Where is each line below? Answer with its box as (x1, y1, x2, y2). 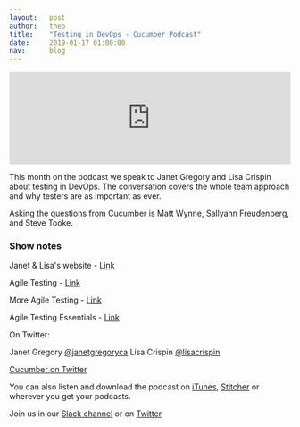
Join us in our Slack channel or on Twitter (9, 408, 162, 419)
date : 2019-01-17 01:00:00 (9, 38, 126, 47)
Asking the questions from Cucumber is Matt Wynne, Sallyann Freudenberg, (9, 208, 290, 219)
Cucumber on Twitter (9, 364, 87, 375)
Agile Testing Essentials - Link (9, 312, 121, 323)
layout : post (9, 13, 66, 22)
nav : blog (9, 47, 66, 56)
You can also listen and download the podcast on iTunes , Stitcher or (9, 381, 260, 392)
